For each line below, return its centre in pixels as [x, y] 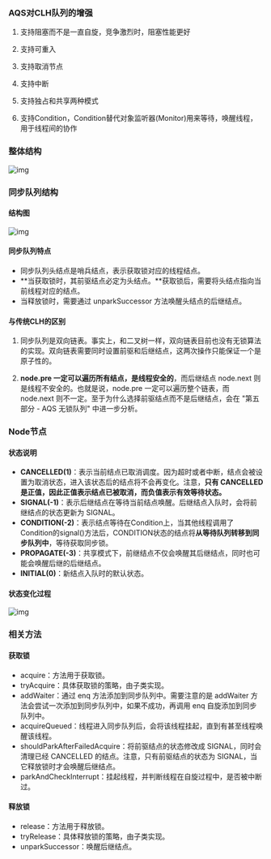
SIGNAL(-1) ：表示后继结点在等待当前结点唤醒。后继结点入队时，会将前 [138, 503]
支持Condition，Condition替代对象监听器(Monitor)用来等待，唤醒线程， [138, 118]
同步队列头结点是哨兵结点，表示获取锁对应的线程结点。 [112, 270]
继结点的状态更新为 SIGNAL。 [70, 513]
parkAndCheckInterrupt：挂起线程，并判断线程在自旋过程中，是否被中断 [141, 776]
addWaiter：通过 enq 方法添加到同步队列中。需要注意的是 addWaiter [134, 695]
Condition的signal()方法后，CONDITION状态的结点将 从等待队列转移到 [136, 533]
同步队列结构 [34, 192]
